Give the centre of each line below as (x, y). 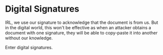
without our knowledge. (29, 38)
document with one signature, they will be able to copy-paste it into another (81, 33)
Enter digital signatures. (29, 47)
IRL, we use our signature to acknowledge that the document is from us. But (81, 22)
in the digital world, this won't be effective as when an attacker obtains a (78, 27)
